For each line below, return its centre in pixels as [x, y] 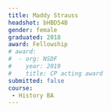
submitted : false [36, 81]
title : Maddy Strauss [43, 15]
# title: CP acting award [55, 73]
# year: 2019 [34, 66]
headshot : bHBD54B [38, 23]
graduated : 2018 [34, 37]
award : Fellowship [38, 45]
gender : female [33, 30]
